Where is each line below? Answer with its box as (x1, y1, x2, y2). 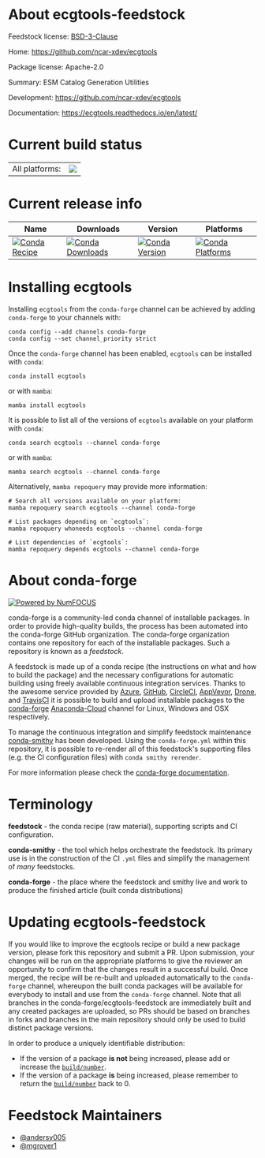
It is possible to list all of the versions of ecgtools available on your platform (8, 415, 254, 424)
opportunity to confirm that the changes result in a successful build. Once (8, 964, 248, 973)
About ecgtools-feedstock (8, 6, 185, 24)
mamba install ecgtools (8, 401, 87, 409)
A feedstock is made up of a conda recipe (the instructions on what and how (8, 661, 257, 671)
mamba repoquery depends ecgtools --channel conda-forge (8, 545, 200, 553)
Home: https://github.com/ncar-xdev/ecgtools (8, 47, 158, 56)
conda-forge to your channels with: (8, 312, 121, 322)
